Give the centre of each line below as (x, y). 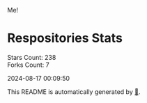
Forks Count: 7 (29, 65)
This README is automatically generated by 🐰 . (74, 92)
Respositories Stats (65, 38)
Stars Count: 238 (32, 57)
